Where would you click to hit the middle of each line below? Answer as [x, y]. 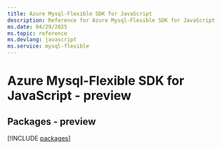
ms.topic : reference [38, 33]
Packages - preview [52, 121]
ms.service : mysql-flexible [48, 46]
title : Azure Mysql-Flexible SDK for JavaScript [80, 14]
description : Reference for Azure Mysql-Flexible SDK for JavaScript [111, 20]
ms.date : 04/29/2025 [38, 27]
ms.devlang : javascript [42, 40]
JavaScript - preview [70, 96]
